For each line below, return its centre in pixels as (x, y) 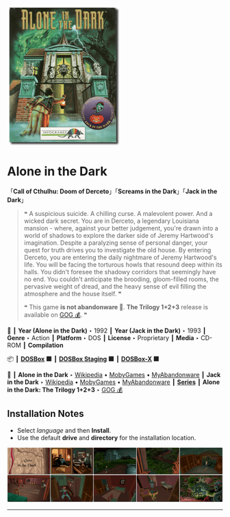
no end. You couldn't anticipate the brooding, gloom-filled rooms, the (121, 279)
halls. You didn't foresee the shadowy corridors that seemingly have (120, 272)
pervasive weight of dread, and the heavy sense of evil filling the (115, 286)
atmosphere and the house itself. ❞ (73, 293)
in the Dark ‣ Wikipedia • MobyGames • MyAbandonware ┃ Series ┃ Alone (114, 382)
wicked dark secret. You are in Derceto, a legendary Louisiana (112, 221)
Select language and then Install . (64, 430)
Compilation (46, 345)
